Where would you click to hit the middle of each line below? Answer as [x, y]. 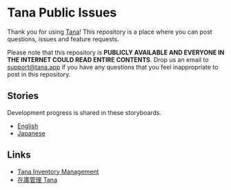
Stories [23, 96]
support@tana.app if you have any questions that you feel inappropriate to [113, 67]
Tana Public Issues [62, 13]
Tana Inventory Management [58, 171]
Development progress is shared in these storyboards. [84, 112]
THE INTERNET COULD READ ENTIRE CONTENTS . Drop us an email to [108, 59]
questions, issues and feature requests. [63, 39]
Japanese [31, 133]
